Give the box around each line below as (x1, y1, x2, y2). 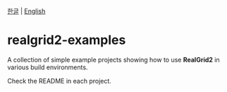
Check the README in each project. (7, 76, 111, 85)
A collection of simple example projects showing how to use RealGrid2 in (7, 55, 220, 64)
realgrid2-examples (7, 32, 126, 48)
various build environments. (7, 63, 88, 71)
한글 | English (7, 7, 46, 15)
